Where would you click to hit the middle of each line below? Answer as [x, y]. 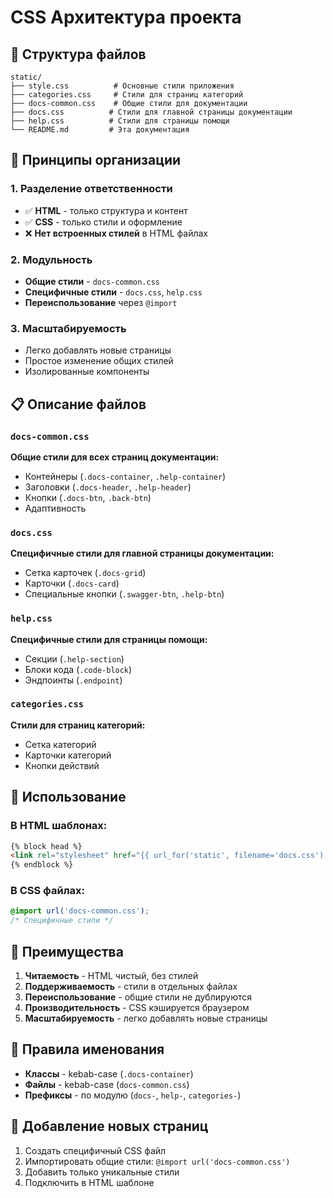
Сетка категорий [60, 744]
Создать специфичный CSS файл [95, 1150]
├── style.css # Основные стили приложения [122, 86]
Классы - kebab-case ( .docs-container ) [109, 1073]
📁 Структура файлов [78, 54]
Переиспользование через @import [101, 302]
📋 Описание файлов [78, 404]
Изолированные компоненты [87, 372]
